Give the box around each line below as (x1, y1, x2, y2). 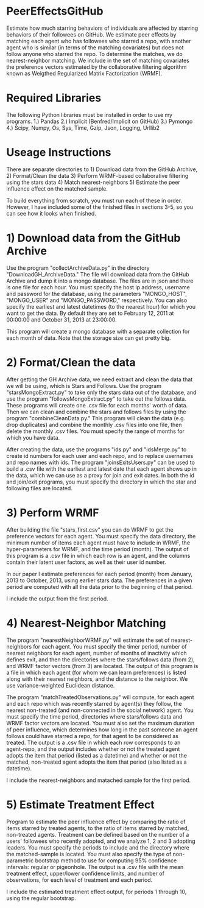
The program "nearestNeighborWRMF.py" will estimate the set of (6, 636, 170, 644)
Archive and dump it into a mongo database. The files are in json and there (6, 277, 194, 284)
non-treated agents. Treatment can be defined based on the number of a (6, 831, 189, 838)
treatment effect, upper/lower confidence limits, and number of (6, 870, 164, 877)
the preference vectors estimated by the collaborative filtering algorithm (6, 63, 187, 71)
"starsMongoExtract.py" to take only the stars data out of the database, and (6, 389, 197, 396)
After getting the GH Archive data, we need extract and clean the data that (6, 376, 193, 383)
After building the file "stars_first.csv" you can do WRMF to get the (6, 526, 174, 533)
